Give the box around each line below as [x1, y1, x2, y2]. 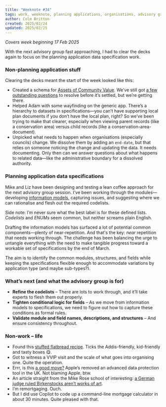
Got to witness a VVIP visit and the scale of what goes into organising [12, 354, 154, 361]
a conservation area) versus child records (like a [12, 124, 111, 130]
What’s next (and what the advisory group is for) [5, 278, 124, 285]
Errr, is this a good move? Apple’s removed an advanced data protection [12, 365, 159, 371]
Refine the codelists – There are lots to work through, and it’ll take [12, 289, 148, 295]
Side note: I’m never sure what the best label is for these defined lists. [5, 209, 147, 215]
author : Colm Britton [5, 16, 50, 21]
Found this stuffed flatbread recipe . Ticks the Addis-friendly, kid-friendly [12, 344, 161, 350]
